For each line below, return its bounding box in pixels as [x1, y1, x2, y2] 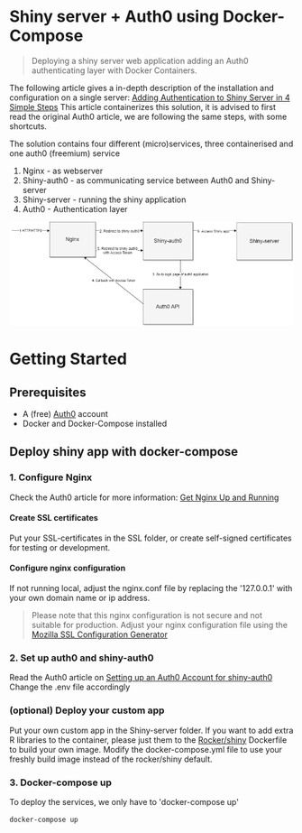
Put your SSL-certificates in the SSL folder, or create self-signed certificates [9, 532, 292, 543]
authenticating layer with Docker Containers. [31, 65, 197, 76]
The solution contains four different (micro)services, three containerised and [9, 138, 294, 149]
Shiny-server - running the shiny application [22, 194, 187, 205]
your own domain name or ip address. [9, 593, 151, 604]
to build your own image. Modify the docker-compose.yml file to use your [9, 744, 282, 754]
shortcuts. [9, 120, 48, 132]
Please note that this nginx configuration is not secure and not [31, 610, 263, 621]
